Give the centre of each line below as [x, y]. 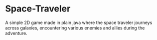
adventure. [16, 33]
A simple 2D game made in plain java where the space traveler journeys [79, 22]
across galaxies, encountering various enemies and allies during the [75, 27]
